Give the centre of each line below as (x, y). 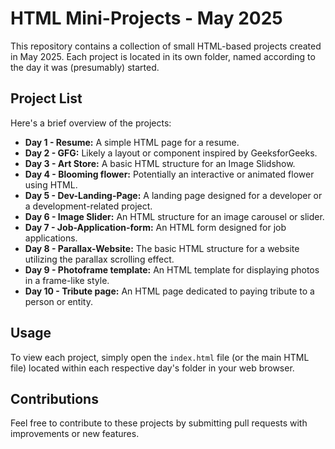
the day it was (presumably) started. (85, 67)
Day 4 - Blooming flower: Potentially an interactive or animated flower (169, 174)
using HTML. (51, 184)
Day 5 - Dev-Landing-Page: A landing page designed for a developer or (173, 195)
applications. (51, 238)
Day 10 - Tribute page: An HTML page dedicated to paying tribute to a (169, 291)
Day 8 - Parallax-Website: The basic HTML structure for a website (162, 248)
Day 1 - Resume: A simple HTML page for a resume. (132, 142)
